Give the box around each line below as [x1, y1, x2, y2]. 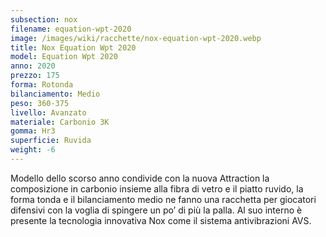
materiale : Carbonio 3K [10, 117, 110, 127]
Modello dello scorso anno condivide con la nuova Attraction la [10, 172, 270, 184]
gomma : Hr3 [10, 126, 56, 136]
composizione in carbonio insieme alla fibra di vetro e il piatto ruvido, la [10, 182, 304, 195]
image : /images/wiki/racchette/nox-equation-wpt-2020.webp [10, 33, 262, 43]
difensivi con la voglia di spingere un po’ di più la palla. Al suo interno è [10, 204, 303, 216]
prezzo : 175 [10, 71, 60, 81]
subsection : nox [10, 14, 78, 25]
